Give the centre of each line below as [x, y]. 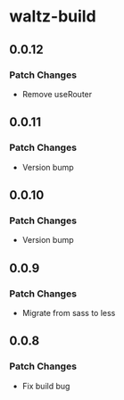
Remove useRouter [57, 94]
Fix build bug [46, 386]
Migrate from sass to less [69, 312]
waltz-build [53, 17]
